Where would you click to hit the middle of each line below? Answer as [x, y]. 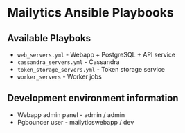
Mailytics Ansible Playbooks [91, 13]
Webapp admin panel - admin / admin [71, 114]
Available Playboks [49, 38]
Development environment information [93, 98]
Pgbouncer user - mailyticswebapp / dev [76, 122]
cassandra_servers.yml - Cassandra [68, 62]
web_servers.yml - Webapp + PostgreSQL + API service [96, 54]
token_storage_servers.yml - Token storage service [91, 69]
